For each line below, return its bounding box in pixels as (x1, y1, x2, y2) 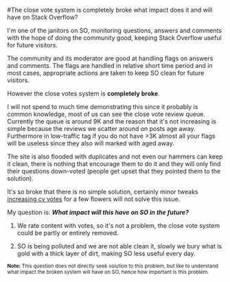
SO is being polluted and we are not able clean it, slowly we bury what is (16, 242, 222, 250)
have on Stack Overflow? (7, 13, 78, 21)
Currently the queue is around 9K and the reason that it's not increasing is (7, 117, 216, 126)
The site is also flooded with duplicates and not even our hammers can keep (7, 152, 223, 161)
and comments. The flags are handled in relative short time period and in (7, 62, 213, 69)
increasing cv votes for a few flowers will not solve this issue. (7, 195, 181, 203)
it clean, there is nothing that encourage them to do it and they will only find (7, 160, 221, 167)
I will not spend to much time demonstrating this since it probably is (7, 103, 198, 110)
